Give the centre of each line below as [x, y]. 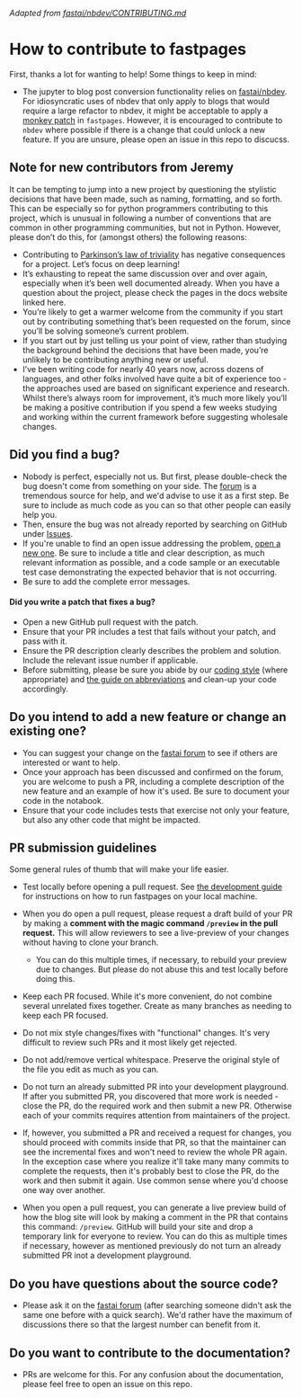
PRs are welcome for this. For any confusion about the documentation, [153, 1375]
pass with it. [44, 641]
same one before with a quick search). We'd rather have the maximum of [157, 1315]
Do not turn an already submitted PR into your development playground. [155, 1087]
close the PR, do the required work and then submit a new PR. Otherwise [157, 1106]
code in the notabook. [63, 800]
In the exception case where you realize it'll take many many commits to [155, 1162]
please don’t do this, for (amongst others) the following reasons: [128, 236]
